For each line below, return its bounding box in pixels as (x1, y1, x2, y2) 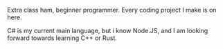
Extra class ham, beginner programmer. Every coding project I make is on (7, 6, 217, 14)
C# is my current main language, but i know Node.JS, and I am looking (7, 27, 208, 35)
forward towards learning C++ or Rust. (7, 34, 118, 42)
